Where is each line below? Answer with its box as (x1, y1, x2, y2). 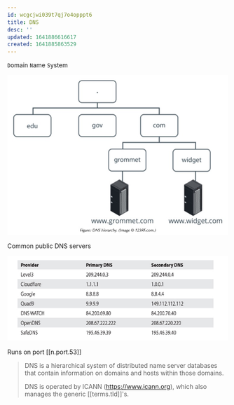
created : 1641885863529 (7, 41, 77, 48)
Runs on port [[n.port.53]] (7, 348, 82, 356)
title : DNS (7, 18, 39, 26)
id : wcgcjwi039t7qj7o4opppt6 (7, 11, 92, 18)
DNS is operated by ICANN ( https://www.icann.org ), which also (24, 382, 207, 390)
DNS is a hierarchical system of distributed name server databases (24, 361, 218, 369)
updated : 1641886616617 (7, 34, 77, 41)
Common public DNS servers (7, 242, 91, 250)
